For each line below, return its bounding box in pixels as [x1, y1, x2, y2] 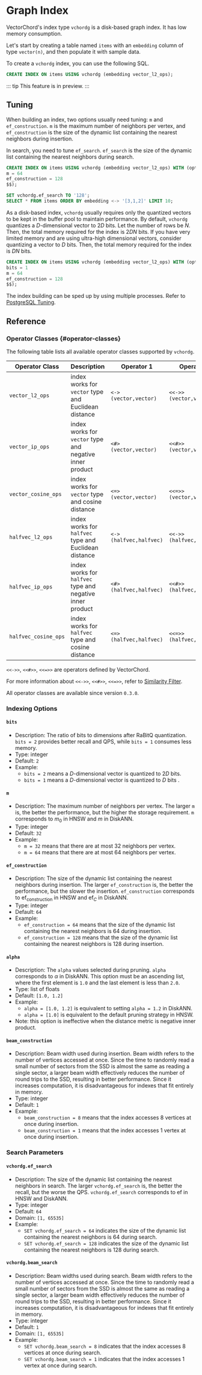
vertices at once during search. [23, 1348, 102, 1356]
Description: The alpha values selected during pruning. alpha [14, 966, 167, 974]
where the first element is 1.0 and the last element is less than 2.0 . [14, 979, 180, 986]
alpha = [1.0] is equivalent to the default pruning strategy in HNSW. [23, 1011, 194, 1019]
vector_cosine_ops [9, 491, 62, 497]
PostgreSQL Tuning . [6, 299, 56, 306]
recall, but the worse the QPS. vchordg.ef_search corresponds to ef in [14, 1188, 188, 1195]
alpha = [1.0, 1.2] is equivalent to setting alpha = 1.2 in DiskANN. [23, 1005, 192, 1012]
